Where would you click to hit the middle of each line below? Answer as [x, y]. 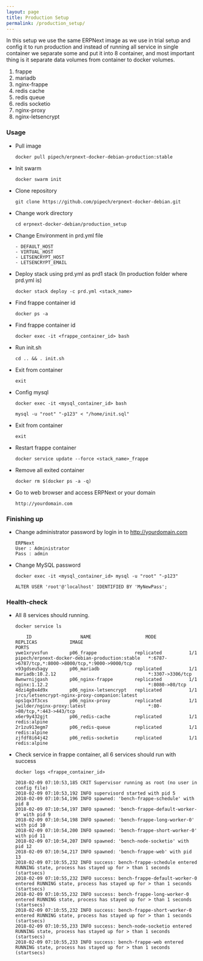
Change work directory [44, 213]
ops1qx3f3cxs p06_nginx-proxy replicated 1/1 [106, 701]
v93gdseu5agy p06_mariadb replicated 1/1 [106, 669]
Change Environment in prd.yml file [59, 235]
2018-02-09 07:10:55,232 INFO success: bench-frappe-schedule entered [106, 863]
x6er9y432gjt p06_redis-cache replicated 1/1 [106, 717]
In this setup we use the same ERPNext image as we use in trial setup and [98, 41]
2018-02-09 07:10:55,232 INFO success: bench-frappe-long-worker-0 [102, 894]
